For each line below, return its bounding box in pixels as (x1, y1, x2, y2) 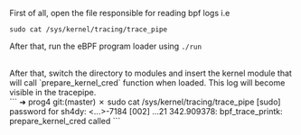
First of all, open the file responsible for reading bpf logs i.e (9, 8, 230, 18)
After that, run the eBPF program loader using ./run (9, 40, 202, 51)
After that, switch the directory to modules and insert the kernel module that (9, 67, 292, 78)
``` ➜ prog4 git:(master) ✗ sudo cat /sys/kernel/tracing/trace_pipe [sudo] (9, 96, 281, 107)
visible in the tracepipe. (9, 87, 97, 97)
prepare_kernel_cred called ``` (9, 116, 121, 126)
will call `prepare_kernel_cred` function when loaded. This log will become (9, 77, 286, 88)
